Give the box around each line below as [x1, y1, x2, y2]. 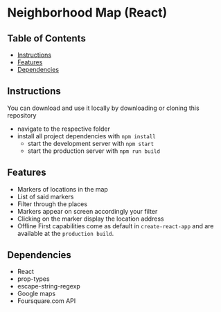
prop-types [17, 275, 50, 283]
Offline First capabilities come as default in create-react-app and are [17, 221, 214, 230]
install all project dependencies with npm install [17, 131, 156, 140]
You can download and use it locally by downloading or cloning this [7, 104, 200, 112]
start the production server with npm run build [27, 147, 161, 155]
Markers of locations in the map [17, 185, 109, 193]
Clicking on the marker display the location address [17, 214, 164, 223]
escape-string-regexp [17, 282, 81, 291]
